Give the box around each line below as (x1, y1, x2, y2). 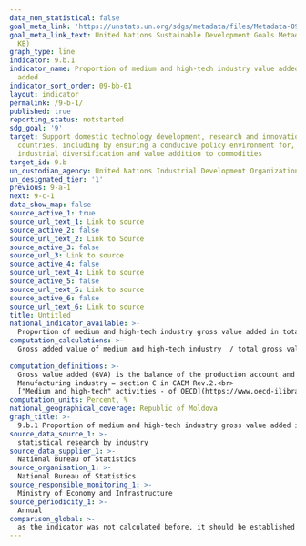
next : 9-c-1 (9, 192, 55, 201)
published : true (9, 107, 71, 116)
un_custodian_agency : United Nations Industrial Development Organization (9, 166, 300, 175)
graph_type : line (9, 47, 76, 57)
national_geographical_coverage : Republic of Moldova (9, 404, 219, 414)
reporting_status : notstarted (9, 115, 125, 124)
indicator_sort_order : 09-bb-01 (9, 81, 132, 90)
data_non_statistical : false (9, 13, 120, 23)
